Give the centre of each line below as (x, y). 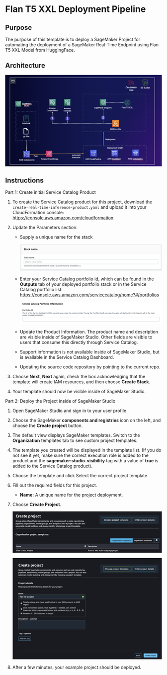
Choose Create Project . (37, 505)
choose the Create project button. (47, 425)
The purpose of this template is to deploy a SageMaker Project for (73, 39)
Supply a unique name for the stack (56, 237)
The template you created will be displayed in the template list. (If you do (87, 450)
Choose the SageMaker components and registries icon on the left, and (86, 421)
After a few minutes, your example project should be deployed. (77, 667)
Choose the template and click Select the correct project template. (80, 476)
